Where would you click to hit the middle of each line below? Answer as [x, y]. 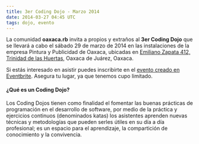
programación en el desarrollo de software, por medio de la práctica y [92, 109]
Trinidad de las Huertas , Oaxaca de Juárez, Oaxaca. [70, 58]
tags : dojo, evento [30, 23]
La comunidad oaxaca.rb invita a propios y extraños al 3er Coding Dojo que [99, 40]
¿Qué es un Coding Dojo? [38, 89]
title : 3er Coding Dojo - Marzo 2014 [53, 12]
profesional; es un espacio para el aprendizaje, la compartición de [87, 128]
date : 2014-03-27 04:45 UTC [41, 17]
